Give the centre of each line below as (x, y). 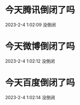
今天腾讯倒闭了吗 (40, 10)
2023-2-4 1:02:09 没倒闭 (31, 25)
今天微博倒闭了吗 (40, 47)
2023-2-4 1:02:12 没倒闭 (30, 61)
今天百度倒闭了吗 (40, 83)
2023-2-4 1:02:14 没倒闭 (30, 97)
